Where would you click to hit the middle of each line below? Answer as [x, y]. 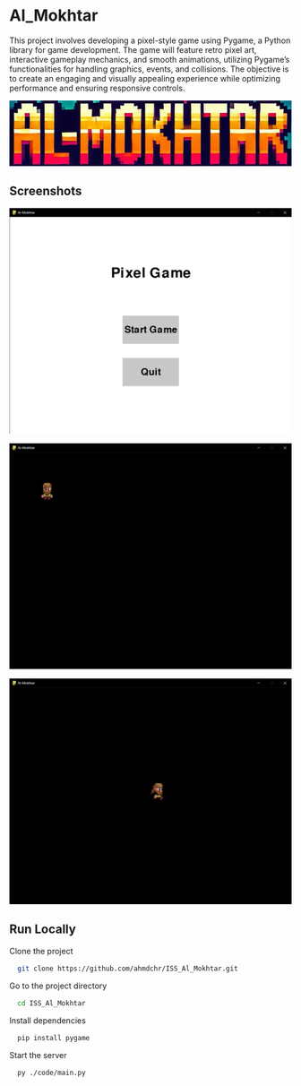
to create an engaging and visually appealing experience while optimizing [145, 78]
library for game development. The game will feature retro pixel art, [133, 49]
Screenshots [46, 191]
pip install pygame [54, 1038]
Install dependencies [48, 1020]
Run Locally [43, 930]
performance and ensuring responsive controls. [97, 88]
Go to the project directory [58, 986]
